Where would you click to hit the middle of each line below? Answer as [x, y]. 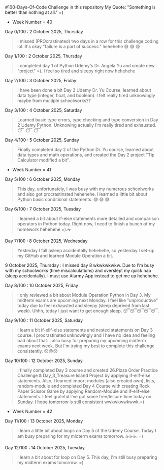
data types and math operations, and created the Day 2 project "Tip [86, 155]
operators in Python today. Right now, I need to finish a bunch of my [86, 224]
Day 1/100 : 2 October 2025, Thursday [44, 56]
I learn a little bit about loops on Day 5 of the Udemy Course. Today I [86, 431]
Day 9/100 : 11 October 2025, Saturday [44, 320]
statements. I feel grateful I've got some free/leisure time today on [84, 396]
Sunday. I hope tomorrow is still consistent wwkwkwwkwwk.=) [81, 402]
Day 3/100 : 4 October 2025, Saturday [44, 110]
